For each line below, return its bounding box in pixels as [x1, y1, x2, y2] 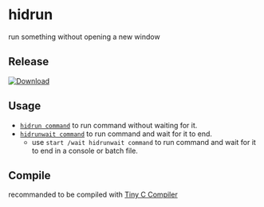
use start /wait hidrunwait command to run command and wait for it [31, 137, 257, 146]
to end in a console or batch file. [31, 146, 138, 155]
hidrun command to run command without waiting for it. [19, 120, 198, 130]
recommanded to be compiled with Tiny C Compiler [8, 189, 178, 200]
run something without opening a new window [8, 32, 161, 41]
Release [8, 55, 49, 68]
